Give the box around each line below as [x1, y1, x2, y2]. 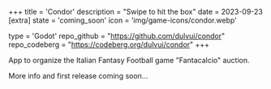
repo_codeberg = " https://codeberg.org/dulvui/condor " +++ [8, 40, 209, 49]
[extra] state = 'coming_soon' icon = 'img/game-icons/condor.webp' [8, 15, 238, 25]
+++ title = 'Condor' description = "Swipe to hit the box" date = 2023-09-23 [8, 7, 264, 16]
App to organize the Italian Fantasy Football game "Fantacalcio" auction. [8, 56, 250, 65]
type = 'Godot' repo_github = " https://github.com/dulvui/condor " [8, 32, 226, 40]
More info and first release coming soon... [8, 71, 148, 80]
